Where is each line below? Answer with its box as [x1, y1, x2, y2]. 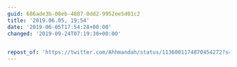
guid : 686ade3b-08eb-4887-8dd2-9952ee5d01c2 [7, 10, 140, 18]
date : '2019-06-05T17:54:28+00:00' [7, 23, 112, 30]
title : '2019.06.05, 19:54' [7, 17, 90, 24]
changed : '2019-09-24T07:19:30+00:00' [7, 30, 121, 37]
